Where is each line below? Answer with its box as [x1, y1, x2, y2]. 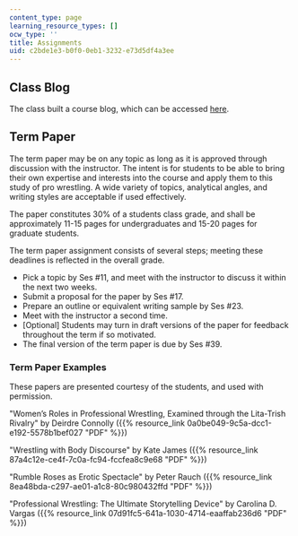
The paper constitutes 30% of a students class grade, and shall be [9, 208, 256, 220]
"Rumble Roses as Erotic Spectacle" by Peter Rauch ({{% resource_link [9, 471, 273, 482]
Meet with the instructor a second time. [22, 310, 169, 321]
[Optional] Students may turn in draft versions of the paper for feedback [22, 319, 289, 330]
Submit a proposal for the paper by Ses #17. [22, 290, 184, 301]
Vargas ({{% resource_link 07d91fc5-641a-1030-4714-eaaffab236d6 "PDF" [9, 508, 287, 519]
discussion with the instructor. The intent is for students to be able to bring [9, 162, 285, 173]
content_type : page [9, 13, 83, 22]
